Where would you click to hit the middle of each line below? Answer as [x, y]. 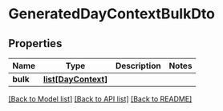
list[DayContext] [75, 79]
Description [138, 66]
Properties [35, 44]
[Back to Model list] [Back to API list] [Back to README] [100, 99]
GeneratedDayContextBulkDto [111, 14]
